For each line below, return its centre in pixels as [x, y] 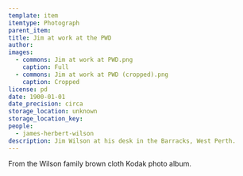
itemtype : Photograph [44, 23]
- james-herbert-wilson [54, 133]
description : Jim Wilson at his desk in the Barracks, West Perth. [122, 141]
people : [21, 126]
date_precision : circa [46, 104]
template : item [33, 15]
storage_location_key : [46, 119]
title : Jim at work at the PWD [60, 38]
